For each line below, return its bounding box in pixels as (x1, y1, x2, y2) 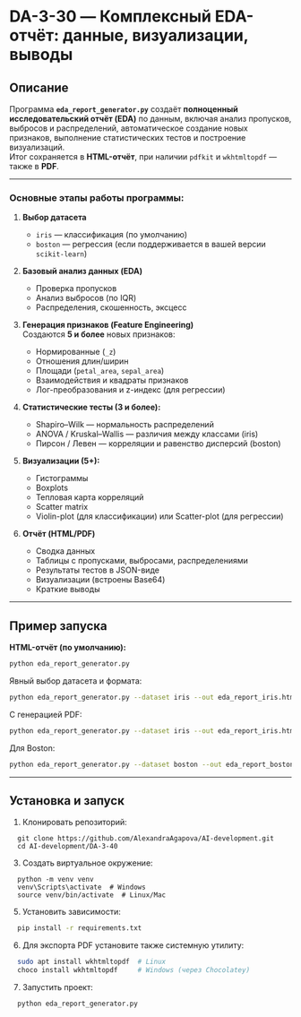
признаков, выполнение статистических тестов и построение (9, 133, 246, 142)
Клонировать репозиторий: (21, 817, 127, 828)
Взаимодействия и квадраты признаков (35, 375, 189, 386)
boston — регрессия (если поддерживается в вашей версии (35, 239, 266, 250)
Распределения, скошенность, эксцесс (35, 302, 187, 313)
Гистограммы (35, 473, 89, 484)
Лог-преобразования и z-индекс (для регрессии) (35, 384, 226, 395)
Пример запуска (9, 618, 107, 633)
